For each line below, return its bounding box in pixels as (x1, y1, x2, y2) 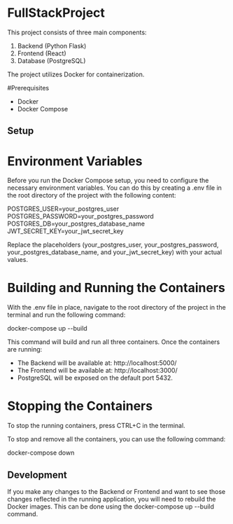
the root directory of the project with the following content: (7, 191, 176, 200)
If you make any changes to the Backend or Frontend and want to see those (7, 487, 226, 495)
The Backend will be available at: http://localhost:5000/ (17, 359, 177, 367)
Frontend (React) (17, 49, 66, 57)
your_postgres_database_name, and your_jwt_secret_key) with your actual (7, 248, 223, 256)
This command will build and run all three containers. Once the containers (7, 338, 220, 346)
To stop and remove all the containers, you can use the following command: (7, 435, 226, 443)
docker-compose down (7, 448, 75, 457)
